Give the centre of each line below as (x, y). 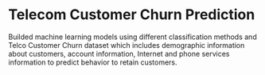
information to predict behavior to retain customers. (93, 62)
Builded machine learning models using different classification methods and (132, 37)
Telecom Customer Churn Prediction (132, 15)
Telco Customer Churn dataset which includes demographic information (127, 45)
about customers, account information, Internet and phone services (119, 53)
